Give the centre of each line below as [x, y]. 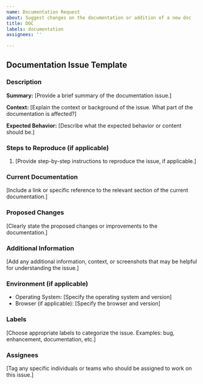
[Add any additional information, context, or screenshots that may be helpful [102, 261]
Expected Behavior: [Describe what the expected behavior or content [94, 125]
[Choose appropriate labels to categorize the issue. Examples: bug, [91, 333]
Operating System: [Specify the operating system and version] [93, 297]
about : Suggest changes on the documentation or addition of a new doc [99, 18]
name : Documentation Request [43, 12]
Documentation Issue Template [67, 65]
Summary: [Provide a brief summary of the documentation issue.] [89, 95]
